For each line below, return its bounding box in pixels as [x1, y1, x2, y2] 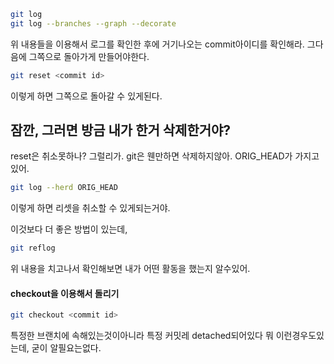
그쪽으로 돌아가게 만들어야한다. [28, 50, 150, 62]
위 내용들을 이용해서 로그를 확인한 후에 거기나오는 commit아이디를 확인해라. [10, 38, 305, 50]
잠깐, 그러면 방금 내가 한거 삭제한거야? [10, 122, 232, 139]
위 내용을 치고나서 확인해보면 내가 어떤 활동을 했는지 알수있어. [10, 263, 251, 275]
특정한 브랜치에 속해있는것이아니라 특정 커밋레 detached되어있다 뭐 [10, 330, 274, 342]
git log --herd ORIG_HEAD [10, 183, 118, 193]
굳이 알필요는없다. [31, 342, 102, 354]
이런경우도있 [275, 330, 325, 342]
